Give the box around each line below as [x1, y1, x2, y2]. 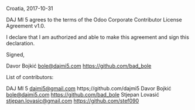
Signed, [6, 51, 25, 58]
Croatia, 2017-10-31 [6, 5, 54, 12]
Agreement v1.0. [6, 23, 46, 29]
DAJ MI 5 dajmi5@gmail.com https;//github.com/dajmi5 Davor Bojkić [6, 85, 172, 92]
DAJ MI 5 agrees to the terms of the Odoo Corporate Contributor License [6, 16, 183, 23]
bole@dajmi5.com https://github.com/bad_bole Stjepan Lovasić [6, 91, 159, 98]
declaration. [6, 40, 35, 47]
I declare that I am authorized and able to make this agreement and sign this [6, 34, 189, 40]
